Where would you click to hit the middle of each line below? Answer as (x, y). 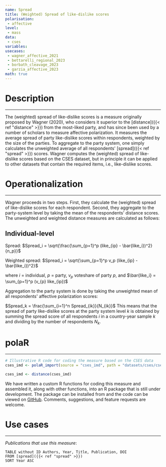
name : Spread (19, 10)
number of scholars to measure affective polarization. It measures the (76, 132)
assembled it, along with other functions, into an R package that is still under (83, 389)
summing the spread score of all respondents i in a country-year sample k (80, 316)
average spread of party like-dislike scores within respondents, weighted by (83, 138)
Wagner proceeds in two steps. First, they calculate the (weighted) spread (81, 202)
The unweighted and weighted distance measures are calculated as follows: (83, 218)
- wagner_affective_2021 (33, 56)
